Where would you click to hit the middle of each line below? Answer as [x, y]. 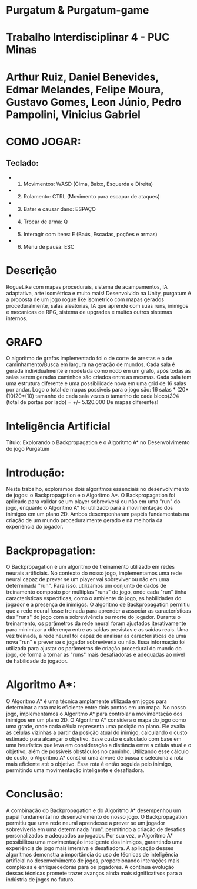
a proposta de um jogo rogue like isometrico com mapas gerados [85, 299]
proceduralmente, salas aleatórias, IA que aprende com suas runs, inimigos [97, 305]
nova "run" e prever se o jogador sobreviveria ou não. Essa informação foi [96, 642]
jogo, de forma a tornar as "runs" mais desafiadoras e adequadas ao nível [96, 655]
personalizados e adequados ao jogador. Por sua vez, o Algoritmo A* [90, 836]
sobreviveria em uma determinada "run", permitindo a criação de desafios [96, 829]
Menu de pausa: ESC [49, 246]
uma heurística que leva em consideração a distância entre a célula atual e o [99, 745]
